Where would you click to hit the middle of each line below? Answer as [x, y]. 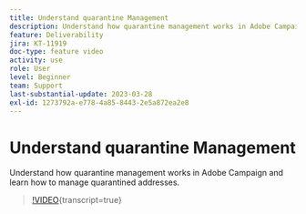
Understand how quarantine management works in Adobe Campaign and [147, 173]
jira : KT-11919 [38, 43]
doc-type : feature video [56, 52]
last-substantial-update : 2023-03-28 [81, 94]
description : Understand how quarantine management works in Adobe [140, 26]
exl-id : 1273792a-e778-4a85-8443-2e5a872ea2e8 [99, 102]
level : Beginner [40, 77]
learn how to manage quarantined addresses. [95, 182]
